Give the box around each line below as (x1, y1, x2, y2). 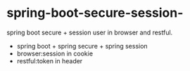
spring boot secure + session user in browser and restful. (6, 28, 173, 37)
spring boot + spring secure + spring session (16, 41, 148, 50)
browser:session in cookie (16, 49, 93, 58)
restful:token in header (16, 56, 83, 65)
